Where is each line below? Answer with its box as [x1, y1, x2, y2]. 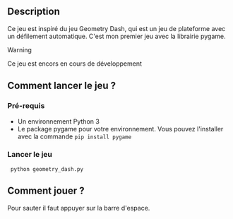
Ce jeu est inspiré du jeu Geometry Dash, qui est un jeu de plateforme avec [7, 24, 226, 32]
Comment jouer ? [7, 185, 85, 197]
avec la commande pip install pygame [17, 132, 132, 141]
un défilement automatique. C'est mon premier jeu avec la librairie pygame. [7, 32, 226, 40]
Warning [7, 45, 32, 54]
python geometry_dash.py [10, 165, 83, 172]
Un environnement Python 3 [17, 117, 100, 126]
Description [7, 6, 60, 18]
